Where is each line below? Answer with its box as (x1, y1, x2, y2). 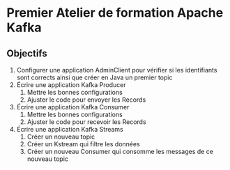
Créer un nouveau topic (26, 132, 95, 141)
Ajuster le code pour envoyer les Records (26, 95, 146, 104)
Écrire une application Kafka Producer (16, 81, 126, 88)
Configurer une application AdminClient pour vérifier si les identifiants (16, 66, 217, 74)
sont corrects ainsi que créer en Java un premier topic (16, 73, 173, 82)
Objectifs (6, 47, 48, 59)
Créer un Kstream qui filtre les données (26, 140, 140, 148)
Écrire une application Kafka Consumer (16, 103, 130, 111)
